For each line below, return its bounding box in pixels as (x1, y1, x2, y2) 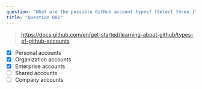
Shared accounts (14, 69, 58, 76)
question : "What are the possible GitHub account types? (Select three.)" (6, 8, 198, 15)
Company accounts (14, 76, 64, 83)
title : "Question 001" (6, 14, 63, 20)
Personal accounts (14, 49, 61, 56)
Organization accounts (14, 55, 72, 63)
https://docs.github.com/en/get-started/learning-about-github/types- (20, 31, 194, 38)
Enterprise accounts (14, 63, 66, 70)
